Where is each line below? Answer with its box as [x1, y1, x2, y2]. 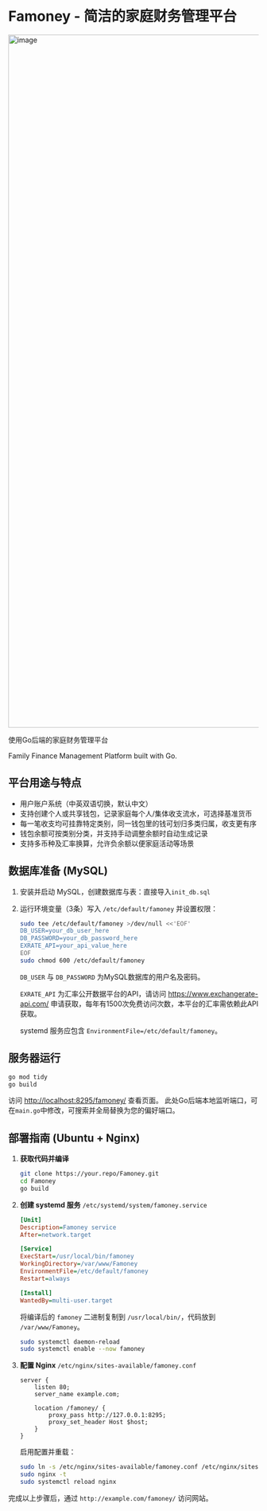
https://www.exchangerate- [168, 988, 259, 998]
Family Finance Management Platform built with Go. [8, 750, 177, 761]
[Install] [19, 1289, 53, 1297]
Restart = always [19, 1274, 71, 1282]
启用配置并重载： [19, 1447, 76, 1457]
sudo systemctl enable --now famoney [19, 1345, 145, 1353]
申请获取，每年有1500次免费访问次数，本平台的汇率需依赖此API [50, 999, 259, 1008]
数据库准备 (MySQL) [8, 864, 109, 878]
